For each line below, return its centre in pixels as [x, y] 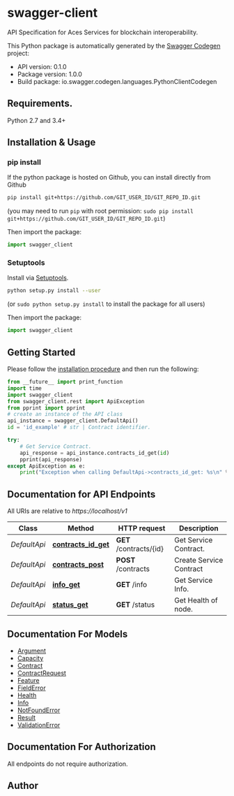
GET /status [135, 605]
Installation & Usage [52, 142]
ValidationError [39, 725]
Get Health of [196, 600]
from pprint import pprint [46, 408]
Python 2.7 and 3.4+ [37, 120]
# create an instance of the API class [65, 414]
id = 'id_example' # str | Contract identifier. [79, 428]
